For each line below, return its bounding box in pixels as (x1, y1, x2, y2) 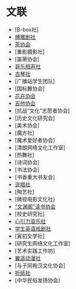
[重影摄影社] (14, 48, 45, 55)
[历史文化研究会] (14, 114, 55, 121)
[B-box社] (14, 26, 39, 33)
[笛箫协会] (14, 55, 40, 63)
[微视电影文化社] (14, 195, 55, 202)
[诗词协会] (14, 159, 40, 166)
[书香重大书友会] (14, 173, 55, 180)
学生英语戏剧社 (14, 225, 51, 232)
